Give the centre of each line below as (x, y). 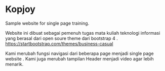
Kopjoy (20, 9)
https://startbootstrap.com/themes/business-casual (59, 43)
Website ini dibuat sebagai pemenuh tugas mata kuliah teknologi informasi (83, 33)
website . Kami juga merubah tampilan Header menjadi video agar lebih (80, 58)
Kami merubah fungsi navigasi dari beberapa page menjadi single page (79, 53)
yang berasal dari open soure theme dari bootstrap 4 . (61, 38)
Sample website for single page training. (47, 23)
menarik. (14, 64)
